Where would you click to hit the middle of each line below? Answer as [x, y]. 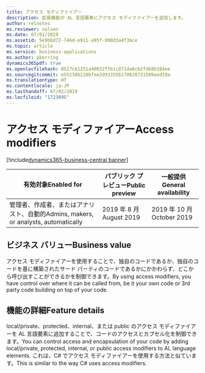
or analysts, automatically [46, 222]
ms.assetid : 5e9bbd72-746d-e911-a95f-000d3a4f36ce [72, 40]
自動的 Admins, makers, [60, 213]
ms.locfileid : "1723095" [38, 97]
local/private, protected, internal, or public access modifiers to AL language [101, 349]
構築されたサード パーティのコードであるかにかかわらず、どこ [111, 268]
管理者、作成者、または [43, 204]
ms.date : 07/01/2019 [33, 35]
